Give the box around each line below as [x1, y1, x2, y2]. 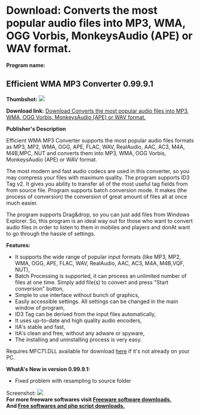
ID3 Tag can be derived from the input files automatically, [14, 310, 156, 317]
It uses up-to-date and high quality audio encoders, [14, 317, 142, 324]
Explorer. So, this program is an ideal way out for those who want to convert [6, 217, 193, 225]
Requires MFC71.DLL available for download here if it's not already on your [6, 347, 190, 355]
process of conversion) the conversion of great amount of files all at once [6, 193, 187, 200]
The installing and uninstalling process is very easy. [14, 336, 142, 343]
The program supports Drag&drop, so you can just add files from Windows [6, 211, 190, 218]
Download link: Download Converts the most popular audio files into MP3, [6, 107, 189, 114]
